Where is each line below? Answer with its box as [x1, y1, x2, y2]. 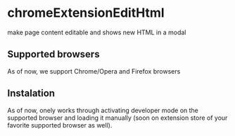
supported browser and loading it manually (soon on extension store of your [7, 114, 228, 122]
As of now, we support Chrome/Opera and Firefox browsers [7, 67, 181, 75]
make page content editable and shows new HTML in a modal [7, 28, 186, 36]
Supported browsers [7, 48, 100, 60]
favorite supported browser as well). [7, 121, 113, 129]
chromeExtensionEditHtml [7, 5, 165, 21]
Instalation [7, 88, 55, 100]
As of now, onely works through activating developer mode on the [7, 106, 199, 114]
